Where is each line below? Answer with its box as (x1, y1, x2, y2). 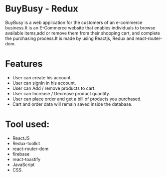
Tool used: (5, 119, 50, 130)
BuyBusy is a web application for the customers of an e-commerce (5, 19, 143, 25)
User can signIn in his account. (12, 80, 76, 86)
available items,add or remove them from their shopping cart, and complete (5, 30, 161, 36)
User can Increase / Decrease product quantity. (12, 90, 111, 96)
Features (5, 58, 43, 70)
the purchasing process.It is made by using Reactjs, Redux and (5, 35, 135, 41)
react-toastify (12, 156, 41, 162)
